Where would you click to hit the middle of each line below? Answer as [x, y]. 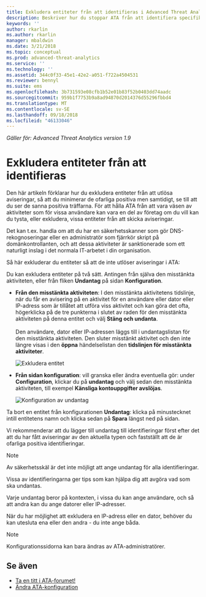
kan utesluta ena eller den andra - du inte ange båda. [73, 523]
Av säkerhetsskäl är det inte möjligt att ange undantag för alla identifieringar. [103, 467]
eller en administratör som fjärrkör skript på [104, 238]
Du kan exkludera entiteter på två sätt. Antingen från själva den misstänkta [101, 275]
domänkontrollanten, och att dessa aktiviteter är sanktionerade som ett [96, 244]
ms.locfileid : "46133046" [39, 120]
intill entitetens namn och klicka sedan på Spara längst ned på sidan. [93, 419]
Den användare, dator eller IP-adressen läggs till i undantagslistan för [102, 332]
